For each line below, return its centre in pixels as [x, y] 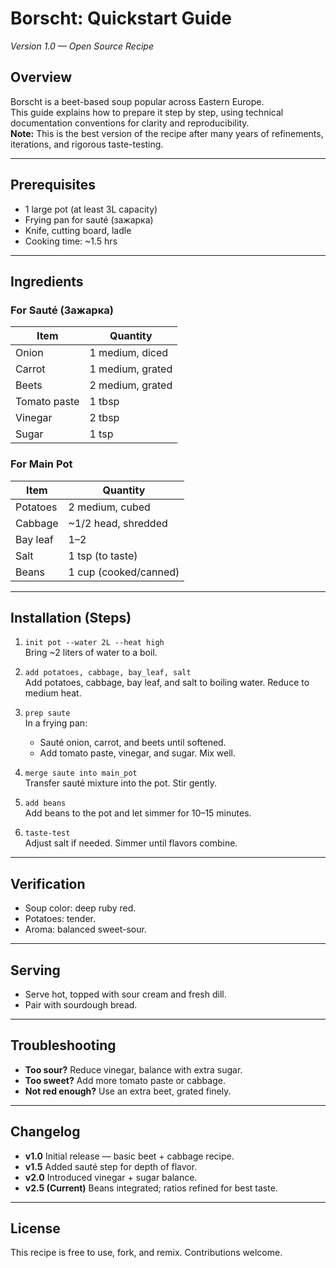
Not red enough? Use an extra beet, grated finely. [128, 1091]
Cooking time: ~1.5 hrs [71, 241]
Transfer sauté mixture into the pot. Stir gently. [121, 783]
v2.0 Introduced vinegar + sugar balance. [111, 1177]
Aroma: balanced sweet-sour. [85, 929]
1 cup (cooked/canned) [124, 572]
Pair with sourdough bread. [81, 1004]
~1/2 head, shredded [118, 523]
